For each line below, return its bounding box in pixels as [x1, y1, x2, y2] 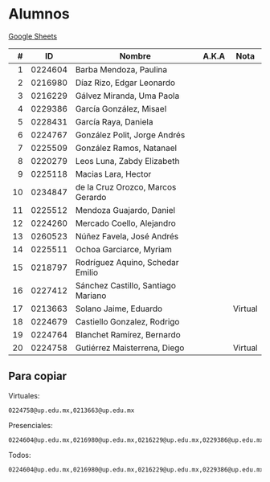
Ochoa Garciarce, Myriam [75, 243, 173, 255]
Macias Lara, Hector [75, 168, 152, 179]
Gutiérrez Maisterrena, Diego [75, 342, 185, 353]
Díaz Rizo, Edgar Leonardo [75, 77, 175, 88]
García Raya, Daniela [75, 116, 153, 127]
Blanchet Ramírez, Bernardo [75, 329, 181, 340]
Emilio [75, 267, 99, 278]
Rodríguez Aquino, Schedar [75, 256, 179, 268]
